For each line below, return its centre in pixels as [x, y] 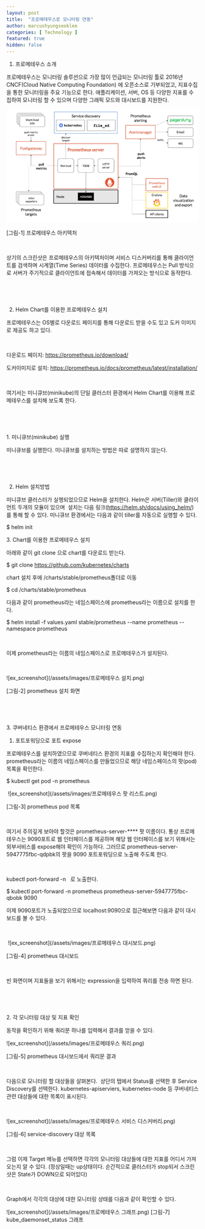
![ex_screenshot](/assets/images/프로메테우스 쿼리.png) [75, 1043]
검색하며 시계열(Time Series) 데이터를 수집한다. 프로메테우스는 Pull [98, 265]
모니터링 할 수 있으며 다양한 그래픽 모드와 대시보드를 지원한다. [95, 100]
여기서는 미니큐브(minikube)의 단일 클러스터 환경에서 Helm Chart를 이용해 [95, 392]
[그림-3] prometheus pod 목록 [43, 806]
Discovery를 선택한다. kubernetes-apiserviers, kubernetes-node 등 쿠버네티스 [103, 1089]
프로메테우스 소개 [36, 64]
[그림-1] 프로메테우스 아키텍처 [42, 233]
